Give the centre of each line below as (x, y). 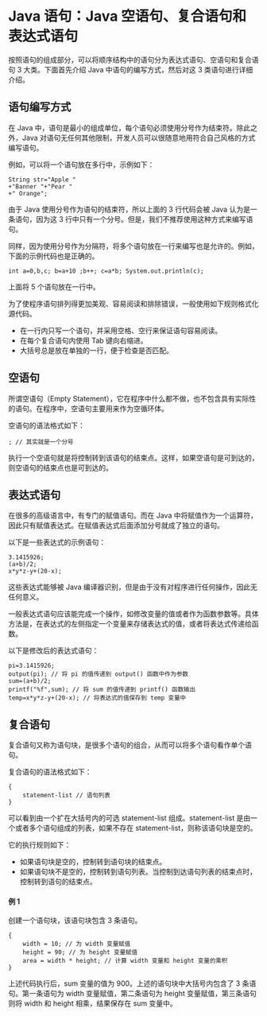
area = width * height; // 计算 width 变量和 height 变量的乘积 (125, 961)
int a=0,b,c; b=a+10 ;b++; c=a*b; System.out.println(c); (106, 271)
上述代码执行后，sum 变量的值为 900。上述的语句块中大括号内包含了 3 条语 (132, 983)
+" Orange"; (28, 193)
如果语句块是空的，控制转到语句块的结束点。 (93, 862)
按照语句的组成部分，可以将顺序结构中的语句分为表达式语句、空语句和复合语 (133, 60)
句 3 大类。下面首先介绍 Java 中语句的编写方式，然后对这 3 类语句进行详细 (131, 69)
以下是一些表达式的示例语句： (57, 542)
